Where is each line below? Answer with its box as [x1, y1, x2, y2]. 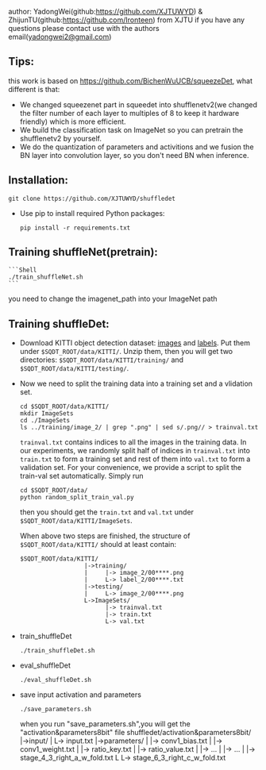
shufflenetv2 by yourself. [19, 133, 102, 143]
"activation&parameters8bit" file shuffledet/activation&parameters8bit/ [19, 728, 252, 737]
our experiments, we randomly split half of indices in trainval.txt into [19, 446, 250, 456]
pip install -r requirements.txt [19, 224, 131, 232]
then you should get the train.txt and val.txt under [19, 507, 195, 517]
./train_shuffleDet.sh [19, 647, 95, 655]
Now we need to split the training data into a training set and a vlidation [19, 379, 253, 388]
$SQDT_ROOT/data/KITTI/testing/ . [19, 364, 129, 373]
